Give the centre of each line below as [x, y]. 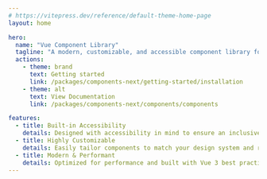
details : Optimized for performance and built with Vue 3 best [130, 163]
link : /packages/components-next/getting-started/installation [136, 82]
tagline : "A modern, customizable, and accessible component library [133, 53]
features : [25, 119]
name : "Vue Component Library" [67, 45]
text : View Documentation [72, 96]
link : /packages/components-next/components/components [124, 104]
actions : [30, 60]
